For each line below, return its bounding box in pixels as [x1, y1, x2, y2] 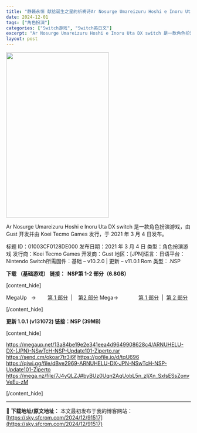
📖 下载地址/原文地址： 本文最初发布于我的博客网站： [6, 408, 133, 414]
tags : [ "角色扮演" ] [6, 19, 50, 25]
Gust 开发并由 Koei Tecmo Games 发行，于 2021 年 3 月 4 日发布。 [6, 230, 167, 237]
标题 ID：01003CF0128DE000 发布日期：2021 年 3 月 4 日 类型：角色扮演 [6, 243, 184, 250]
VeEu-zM [6, 378, 29, 385]
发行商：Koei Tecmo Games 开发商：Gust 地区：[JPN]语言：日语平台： [12, 250, 185, 257]
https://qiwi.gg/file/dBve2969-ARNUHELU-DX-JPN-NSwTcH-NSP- [6, 360, 167, 367]
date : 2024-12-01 [6, 14, 49, 20]
